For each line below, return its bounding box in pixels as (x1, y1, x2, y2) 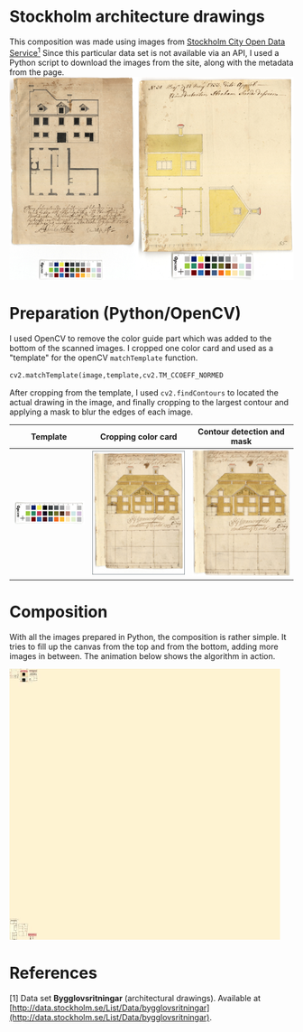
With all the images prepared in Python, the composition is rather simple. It (9, 631, 287, 642)
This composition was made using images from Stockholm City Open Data (9, 36, 286, 47)
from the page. (9, 66, 65, 78)
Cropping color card (100, 431, 178, 442)
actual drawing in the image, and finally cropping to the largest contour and (9, 396, 289, 407)
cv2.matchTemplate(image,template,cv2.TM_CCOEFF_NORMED (9, 370, 224, 380)
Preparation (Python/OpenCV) (9, 303, 242, 324)
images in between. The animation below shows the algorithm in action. (9, 650, 276, 661)
